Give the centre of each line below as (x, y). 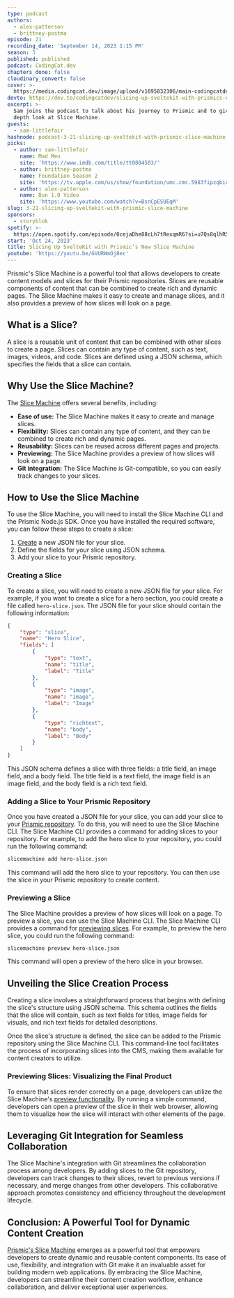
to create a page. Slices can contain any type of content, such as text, (108, 349)
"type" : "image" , (70, 690)
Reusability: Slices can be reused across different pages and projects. (119, 446)
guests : (18, 124)
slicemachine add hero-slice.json (57, 859)
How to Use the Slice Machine (73, 498)
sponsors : (22, 215)
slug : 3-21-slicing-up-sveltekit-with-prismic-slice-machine (98, 209)
